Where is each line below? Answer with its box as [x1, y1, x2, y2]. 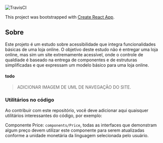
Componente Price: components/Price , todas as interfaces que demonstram [5, 122, 157, 128]
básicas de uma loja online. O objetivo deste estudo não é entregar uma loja [5, 47, 158, 52]
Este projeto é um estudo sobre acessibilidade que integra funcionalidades [5, 41, 156, 47]
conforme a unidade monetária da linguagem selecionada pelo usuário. [5, 133, 149, 139]
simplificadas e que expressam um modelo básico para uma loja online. [5, 62, 149, 68]
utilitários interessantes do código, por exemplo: [5, 113, 102, 119]
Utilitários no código [5, 96, 54, 103]
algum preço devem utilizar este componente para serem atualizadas [5, 127, 145, 133]
